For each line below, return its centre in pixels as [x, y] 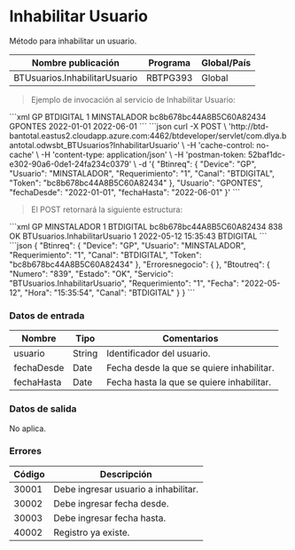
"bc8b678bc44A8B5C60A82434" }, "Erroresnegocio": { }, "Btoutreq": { [140, 264]
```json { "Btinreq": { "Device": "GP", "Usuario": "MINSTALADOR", [128, 245]
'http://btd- [249, 126]
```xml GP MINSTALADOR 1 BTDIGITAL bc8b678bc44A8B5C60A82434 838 [146, 226]
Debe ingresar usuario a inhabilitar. [126, 489]
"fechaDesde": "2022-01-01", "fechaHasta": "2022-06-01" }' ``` [125, 192]
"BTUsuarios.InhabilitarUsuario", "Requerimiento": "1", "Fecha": [124, 283]
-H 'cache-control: [221, 145]
